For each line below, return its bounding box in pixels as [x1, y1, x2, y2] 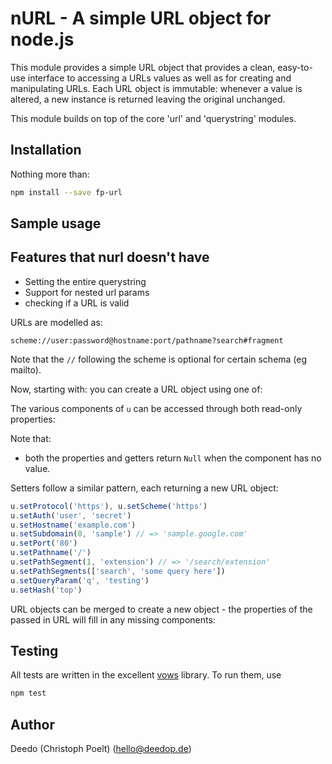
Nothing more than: [10, 168, 90, 180]
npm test [10, 688, 47, 699]
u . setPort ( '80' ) [10, 538, 78, 549]
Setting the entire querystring [24, 275, 147, 287]
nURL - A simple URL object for [10, 7, 272, 30]
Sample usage [10, 215, 102, 232]
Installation [10, 142, 82, 159]
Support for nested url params [24, 286, 150, 298]
